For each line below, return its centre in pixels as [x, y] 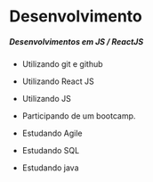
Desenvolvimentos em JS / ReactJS [76, 41]
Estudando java [50, 168]
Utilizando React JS [58, 81]
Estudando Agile [52, 133]
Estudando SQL [51, 151]
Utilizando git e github [63, 64]
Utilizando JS [46, 99]
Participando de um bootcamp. [79, 116]
